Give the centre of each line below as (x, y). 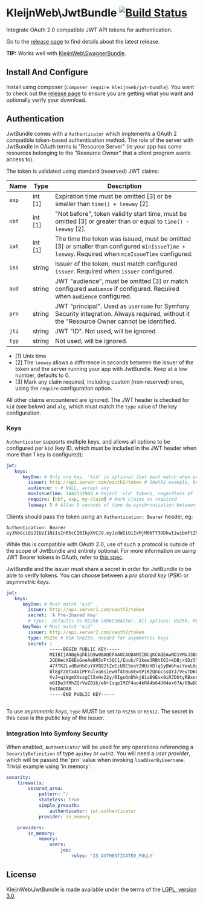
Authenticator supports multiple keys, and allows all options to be (88, 441)
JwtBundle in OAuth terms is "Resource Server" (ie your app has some (94, 146)
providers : (31, 827)
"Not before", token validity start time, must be (121, 213)
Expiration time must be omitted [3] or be (114, 196)
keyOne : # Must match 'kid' (58, 604)
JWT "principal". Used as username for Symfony (122, 306)
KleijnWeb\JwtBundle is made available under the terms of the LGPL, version (101, 889)
